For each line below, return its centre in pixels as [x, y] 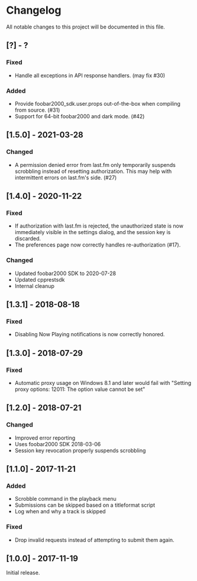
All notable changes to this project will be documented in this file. [86, 27]
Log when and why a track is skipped [60, 511]
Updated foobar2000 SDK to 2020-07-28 [65, 273]
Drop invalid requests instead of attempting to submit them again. [94, 540]
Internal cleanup [35, 286]
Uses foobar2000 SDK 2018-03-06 [58, 444]
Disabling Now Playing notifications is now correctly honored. [90, 334]
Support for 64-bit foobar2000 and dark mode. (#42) [80, 116]
